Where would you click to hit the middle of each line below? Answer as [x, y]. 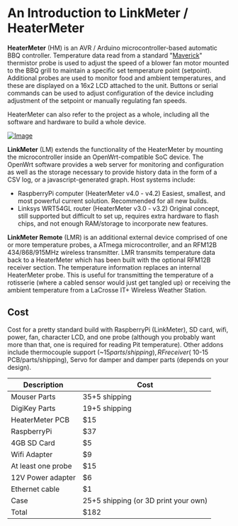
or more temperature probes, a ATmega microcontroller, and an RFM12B [112, 245]
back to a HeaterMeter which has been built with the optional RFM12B [109, 260]
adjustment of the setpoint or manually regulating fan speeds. [97, 100]
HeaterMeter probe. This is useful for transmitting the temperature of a [110, 275]
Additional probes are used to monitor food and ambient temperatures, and [117, 78]
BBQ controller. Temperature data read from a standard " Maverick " [105, 55]
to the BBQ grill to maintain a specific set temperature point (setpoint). [109, 70]
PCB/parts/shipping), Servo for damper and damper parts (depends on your [118, 359]
